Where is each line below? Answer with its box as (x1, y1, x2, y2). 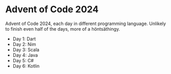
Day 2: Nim (12, 41, 37, 47)
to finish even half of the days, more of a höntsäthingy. (5, 26, 120, 32)
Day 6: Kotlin (12, 63, 40, 69)
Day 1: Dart (12, 36, 36, 42)
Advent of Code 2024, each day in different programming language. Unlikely (5, 20, 166, 27)
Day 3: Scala (12, 46, 40, 53)
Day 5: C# (12, 57, 34, 63)
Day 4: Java (12, 52, 38, 58)
